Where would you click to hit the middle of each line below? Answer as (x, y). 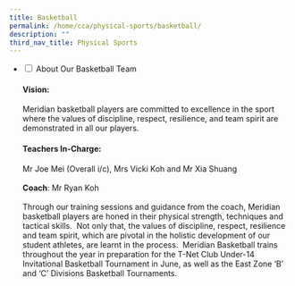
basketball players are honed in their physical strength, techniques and (153, 216)
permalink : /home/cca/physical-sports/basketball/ (105, 26)
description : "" (39, 34)
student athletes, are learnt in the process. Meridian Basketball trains (150, 244)
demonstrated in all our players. (80, 128)
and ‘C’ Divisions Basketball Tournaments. (100, 273)
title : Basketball (43, 17)
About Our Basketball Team (86, 69)
